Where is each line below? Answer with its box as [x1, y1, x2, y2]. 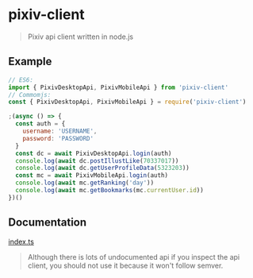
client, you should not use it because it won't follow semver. [27, 261, 224, 270]
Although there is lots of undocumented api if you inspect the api [27, 252, 240, 261]
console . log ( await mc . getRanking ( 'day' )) [15, 179, 155, 187]
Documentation [8, 216, 87, 230]
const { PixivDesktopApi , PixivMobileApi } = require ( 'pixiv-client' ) [8, 98, 247, 106]
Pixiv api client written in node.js [27, 32, 133, 41]
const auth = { [15, 120, 66, 128]
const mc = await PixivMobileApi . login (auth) [15, 172, 169, 180]
